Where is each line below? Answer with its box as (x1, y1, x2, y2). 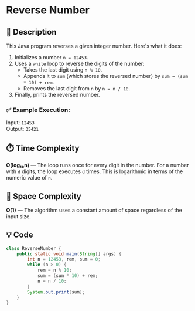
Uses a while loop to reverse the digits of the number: (14, 60, 145, 67)
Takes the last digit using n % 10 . (23, 66, 102, 73)
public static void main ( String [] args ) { (16, 251, 122, 257)
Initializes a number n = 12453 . (14, 54, 88, 60)
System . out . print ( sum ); (27, 289, 85, 295)
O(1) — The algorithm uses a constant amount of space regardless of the (6, 207, 183, 214)
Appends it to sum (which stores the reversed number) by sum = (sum (23, 73, 189, 79)
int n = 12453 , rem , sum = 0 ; (27, 256, 101, 262)
